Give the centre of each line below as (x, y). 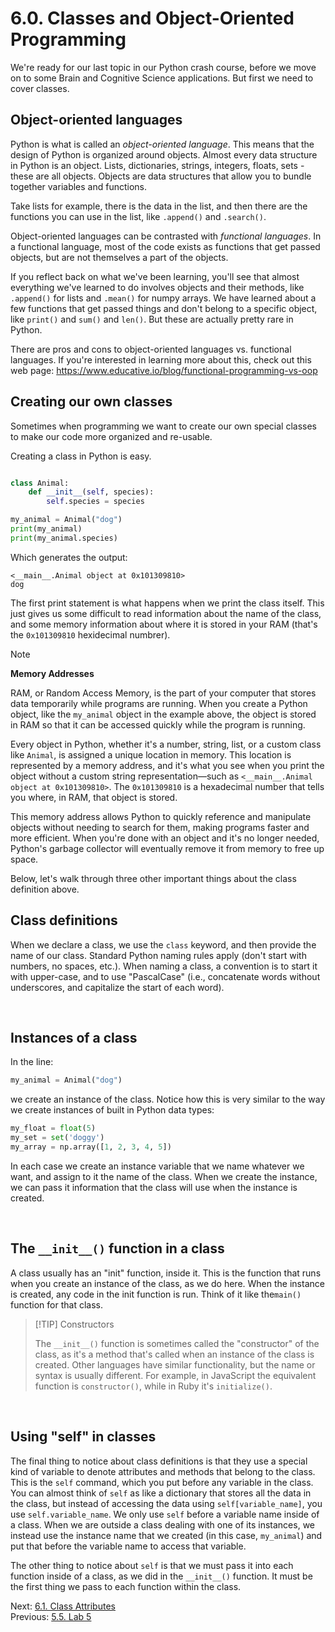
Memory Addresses (52, 673)
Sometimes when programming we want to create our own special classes (163, 426)
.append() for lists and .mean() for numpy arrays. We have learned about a (163, 298)
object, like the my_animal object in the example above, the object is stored (163, 714)
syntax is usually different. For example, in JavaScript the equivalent (175, 1375)
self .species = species (95, 502)
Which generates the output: (69, 557)
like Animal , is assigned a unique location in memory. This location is (151, 754)
